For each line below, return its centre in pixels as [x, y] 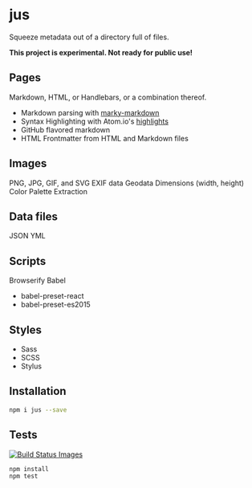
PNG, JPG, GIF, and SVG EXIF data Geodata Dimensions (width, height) [126, 183]
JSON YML [28, 236]
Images [28, 163]
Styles [26, 329]
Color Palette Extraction [48, 191]
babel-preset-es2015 [55, 305]
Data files [34, 216]
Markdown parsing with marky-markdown [90, 112]
